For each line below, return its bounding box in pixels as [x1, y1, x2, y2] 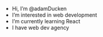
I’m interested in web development [11, 11, 98, 18]
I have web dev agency [11, 24, 69, 31]
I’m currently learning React [11, 18, 81, 24]
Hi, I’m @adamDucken [11, 5, 67, 12]
